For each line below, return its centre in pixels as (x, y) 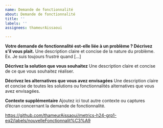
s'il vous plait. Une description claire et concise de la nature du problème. (80, 51)
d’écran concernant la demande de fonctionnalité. (55, 106)
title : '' (15, 19)
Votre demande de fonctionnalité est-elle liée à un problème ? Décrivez (79, 46)
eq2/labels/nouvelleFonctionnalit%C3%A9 (48, 121)
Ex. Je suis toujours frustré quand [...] (43, 56)
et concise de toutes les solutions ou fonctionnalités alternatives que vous (80, 86)
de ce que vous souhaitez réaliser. (40, 71)
